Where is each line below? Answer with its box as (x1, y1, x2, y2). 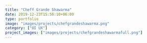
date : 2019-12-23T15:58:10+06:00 (5, 12, 74, 17)
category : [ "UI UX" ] (5, 26, 48, 31)
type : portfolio (5, 16, 39, 21)
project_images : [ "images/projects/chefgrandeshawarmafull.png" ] (5, 30, 143, 35)
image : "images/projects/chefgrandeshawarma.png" (5, 21, 110, 26)
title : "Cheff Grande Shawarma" (5, 7, 72, 12)
